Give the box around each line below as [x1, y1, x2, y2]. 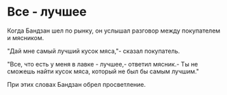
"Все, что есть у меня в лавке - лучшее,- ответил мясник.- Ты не [7, 60, 198, 68]
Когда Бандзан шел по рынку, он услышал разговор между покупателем [7, 26, 221, 35]
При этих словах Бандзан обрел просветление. [7, 80, 146, 88]
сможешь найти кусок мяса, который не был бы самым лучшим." [7, 67, 200, 75]
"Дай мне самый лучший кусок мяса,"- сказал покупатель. [7, 47, 180, 55]
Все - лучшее [7, 4, 87, 20]
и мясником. [7, 33, 44, 41]
